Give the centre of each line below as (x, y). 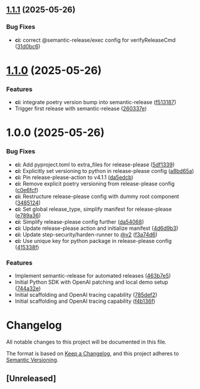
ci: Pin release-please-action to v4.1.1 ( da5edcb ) (74, 177)
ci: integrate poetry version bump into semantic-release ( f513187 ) (96, 102)
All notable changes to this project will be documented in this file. (87, 342)
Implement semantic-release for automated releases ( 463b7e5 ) (93, 275)
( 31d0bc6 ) (27, 46)
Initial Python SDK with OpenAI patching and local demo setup (91, 282)
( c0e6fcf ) (27, 190)
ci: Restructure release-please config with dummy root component (97, 196)
